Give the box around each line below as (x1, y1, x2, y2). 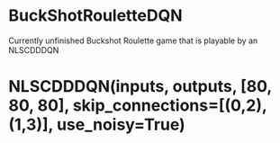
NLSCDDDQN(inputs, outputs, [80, (8, 76, 272, 97)
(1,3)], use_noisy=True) (8, 114, 185, 135)
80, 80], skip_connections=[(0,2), (8, 95, 267, 116)
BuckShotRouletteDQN (8, 5, 183, 26)
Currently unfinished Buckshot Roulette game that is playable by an (8, 35, 258, 46)
